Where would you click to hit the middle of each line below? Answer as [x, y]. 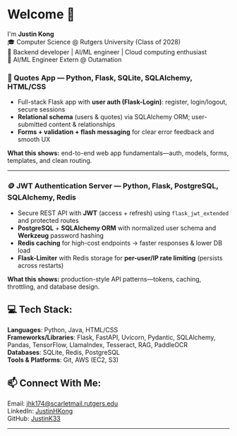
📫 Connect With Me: [54, 383]
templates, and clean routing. [50, 161]
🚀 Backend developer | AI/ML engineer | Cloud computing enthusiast [107, 52]
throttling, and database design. [54, 286]
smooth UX [34, 140]
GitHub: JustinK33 [34, 418]
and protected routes [48, 220]
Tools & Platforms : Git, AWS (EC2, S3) [63, 360]
